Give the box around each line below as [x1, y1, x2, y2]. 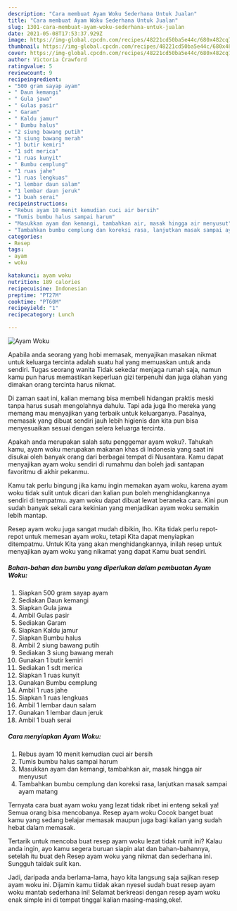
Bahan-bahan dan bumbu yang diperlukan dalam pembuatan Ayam [8, 563, 212, 571]
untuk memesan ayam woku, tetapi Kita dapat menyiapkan [25, 533, 195, 540]
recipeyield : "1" [8, 304, 59, 312]
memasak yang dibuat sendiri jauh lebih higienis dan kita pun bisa [8, 416, 199, 425]
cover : [8, 50, 27, 57]
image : [8, 37, 27, 44]
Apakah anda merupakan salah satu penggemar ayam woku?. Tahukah [8, 438, 213, 446]
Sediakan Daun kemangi [18, 596, 89, 605]
